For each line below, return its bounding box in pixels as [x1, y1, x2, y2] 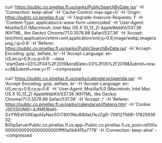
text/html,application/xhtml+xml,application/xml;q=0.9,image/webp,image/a [5, 35, 156, 41]
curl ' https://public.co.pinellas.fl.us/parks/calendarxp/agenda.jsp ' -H [5, 75, 142, 81]
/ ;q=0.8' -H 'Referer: [14, 40, 55, 46]
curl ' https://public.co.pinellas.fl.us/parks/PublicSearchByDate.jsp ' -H [5, 4, 144, 10]
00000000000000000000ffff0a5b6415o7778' [5, 127, 98, 133]
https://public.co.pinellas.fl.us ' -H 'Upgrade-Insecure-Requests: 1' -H [5, 15, 143, 20]
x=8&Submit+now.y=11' [5, 66, 52, 72]
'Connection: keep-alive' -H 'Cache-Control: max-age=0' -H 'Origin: [5, 9, 141, 15]
